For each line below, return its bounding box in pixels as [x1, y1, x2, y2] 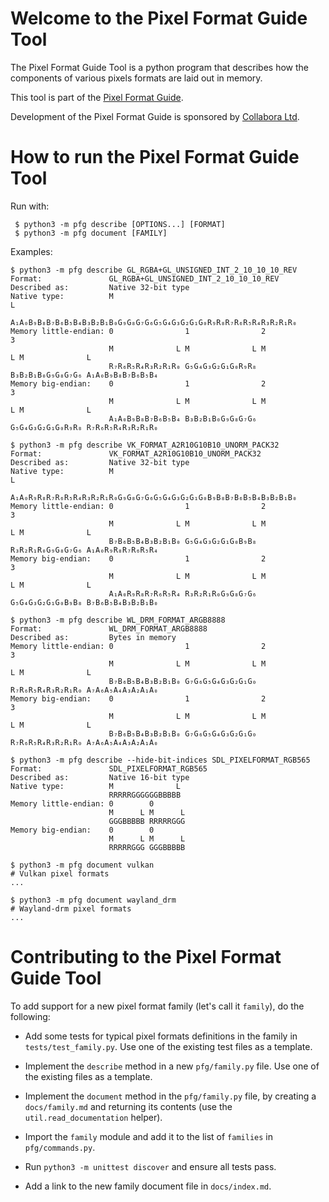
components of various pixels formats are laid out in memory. [10, 72, 263, 84]
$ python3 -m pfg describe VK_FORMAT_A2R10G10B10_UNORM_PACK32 [10, 440, 280, 450]
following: [10, 1010, 51, 1022]
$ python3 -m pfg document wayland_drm [10, 895, 177, 905]
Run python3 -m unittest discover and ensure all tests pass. [24, 1160, 277, 1172]
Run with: [10, 200, 50, 212]
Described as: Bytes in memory [10, 632, 177, 642]
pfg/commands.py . [24, 1141, 96, 1153]
